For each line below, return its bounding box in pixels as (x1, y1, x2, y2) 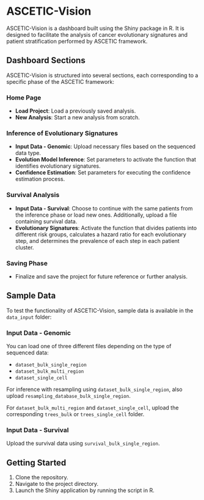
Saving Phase (6, 259, 48, 267)
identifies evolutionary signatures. (15, 162, 101, 170)
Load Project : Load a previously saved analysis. (15, 107, 136, 114)
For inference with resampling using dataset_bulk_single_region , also (6, 386, 183, 393)
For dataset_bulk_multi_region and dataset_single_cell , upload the (6, 404, 179, 411)
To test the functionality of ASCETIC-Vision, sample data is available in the (6, 307, 194, 314)
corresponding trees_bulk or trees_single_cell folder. (6, 411, 145, 418)
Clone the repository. (15, 474, 68, 481)
